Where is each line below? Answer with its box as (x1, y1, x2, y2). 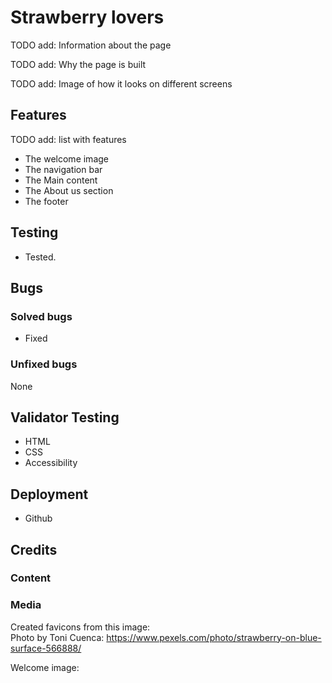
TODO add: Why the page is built (10, 58, 147, 70)
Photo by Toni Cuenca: (10, 631, 105, 643)
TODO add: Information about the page (10, 39, 172, 51)
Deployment (10, 486, 89, 503)
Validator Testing (10, 409, 120, 426)
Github (24, 512, 53, 525)
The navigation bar (24, 163, 103, 175)
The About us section (24, 184, 114, 196)
